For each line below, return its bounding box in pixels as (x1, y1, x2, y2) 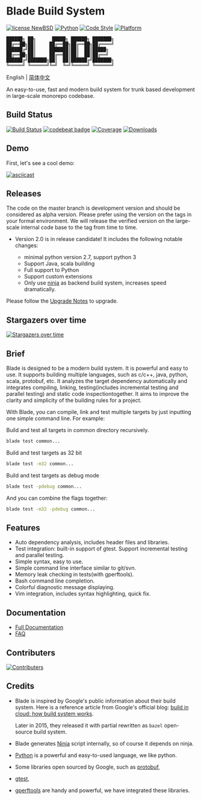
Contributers (6, 648, 56, 658)
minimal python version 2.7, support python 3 (23, 254, 137, 261)
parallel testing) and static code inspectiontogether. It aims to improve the (6, 390, 189, 397)
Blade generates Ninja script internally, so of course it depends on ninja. (14, 740, 194, 747)
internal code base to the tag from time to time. (20, 224, 138, 231)
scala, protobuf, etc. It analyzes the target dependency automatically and (6, 378, 188, 384)
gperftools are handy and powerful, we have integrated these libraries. (14, 787, 190, 794)
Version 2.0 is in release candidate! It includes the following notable (14, 236, 183, 243)
